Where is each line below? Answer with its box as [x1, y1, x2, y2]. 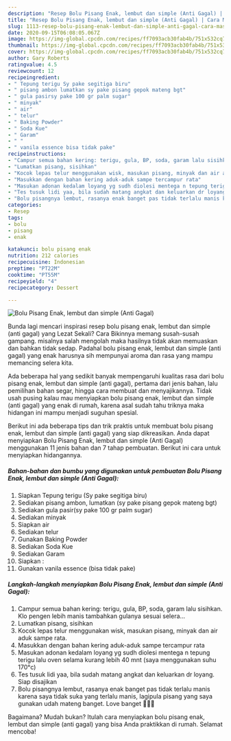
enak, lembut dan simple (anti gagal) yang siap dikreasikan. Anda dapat [8, 429, 210, 437]
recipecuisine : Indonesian [8, 259, 85, 266]
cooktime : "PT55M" [8, 271, 60, 278]
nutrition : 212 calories [8, 252, 79, 260]
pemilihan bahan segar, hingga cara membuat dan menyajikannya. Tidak [8, 387, 212, 395]
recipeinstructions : [8, 150, 67, 158]
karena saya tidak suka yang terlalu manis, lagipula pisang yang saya [17, 692, 213, 700]
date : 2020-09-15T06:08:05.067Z [8, 29, 100, 36]
